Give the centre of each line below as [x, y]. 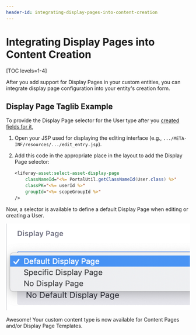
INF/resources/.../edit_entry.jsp [56, 145]
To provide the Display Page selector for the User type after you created [93, 120]
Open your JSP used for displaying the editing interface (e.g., [88, 138]
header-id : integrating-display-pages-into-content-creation [82, 12]
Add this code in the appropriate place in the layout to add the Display [98, 156]
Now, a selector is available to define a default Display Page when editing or [97, 209]
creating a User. [25, 215]
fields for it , [20, 127]
